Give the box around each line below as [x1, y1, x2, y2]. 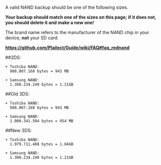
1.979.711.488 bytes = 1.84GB [10, 142, 73, 147]
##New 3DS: [5, 127, 32, 134]
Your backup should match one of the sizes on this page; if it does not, [5, 14, 156, 20]
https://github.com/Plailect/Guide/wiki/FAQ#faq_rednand [5, 45, 130, 50]
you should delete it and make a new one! [5, 20, 95, 25]
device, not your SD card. [5, 35, 59, 41]
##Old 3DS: [5, 91, 30, 97]
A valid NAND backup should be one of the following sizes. [5, 5, 129, 10]
